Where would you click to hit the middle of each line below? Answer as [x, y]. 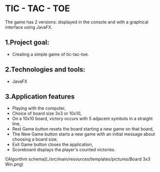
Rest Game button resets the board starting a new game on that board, [83, 129]
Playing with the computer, [39, 108]
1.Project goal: [27, 43]
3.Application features [40, 96]
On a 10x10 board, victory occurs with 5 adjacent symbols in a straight [82, 119]
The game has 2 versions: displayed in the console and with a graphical [77, 22]
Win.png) [14, 164]
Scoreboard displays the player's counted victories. [64, 150]
